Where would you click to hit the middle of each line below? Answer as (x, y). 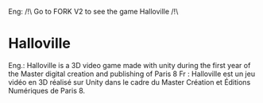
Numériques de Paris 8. (47, 90)
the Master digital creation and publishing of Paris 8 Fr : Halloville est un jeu (132, 74)
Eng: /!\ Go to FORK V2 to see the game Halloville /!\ (93, 11)
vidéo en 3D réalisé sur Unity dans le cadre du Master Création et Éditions (130, 82)
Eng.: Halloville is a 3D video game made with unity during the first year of (130, 65)
